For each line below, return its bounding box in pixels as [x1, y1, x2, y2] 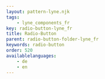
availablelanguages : [6, 53, 57, 59]
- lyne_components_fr [17, 20, 70, 26]
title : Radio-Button [6, 31, 57, 37]
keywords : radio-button [6, 42, 65, 48]
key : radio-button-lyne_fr [6, 25, 73, 31]
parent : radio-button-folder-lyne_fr [6, 36, 99, 42]
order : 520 [6, 48, 33, 53]
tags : [6, 14, 19, 20]
